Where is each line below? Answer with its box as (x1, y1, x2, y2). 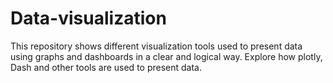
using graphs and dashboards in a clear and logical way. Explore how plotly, (10, 50, 323, 62)
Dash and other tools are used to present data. (10, 61, 202, 73)
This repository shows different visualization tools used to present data (10, 40, 303, 52)
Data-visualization (10, 7, 167, 30)
